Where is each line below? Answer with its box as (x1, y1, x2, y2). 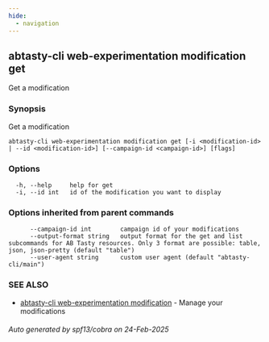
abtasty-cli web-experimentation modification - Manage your (19, 298, 223, 307)
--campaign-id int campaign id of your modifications (29, 225, 240, 234)
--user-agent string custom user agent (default (29, 253, 215, 262)
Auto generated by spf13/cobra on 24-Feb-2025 (8, 324, 169, 335)
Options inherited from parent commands (8, 206, 175, 218)
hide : (8, 11, 27, 20)
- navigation (15, 19, 60, 27)
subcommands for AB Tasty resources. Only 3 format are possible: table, (8, 240, 262, 248)
